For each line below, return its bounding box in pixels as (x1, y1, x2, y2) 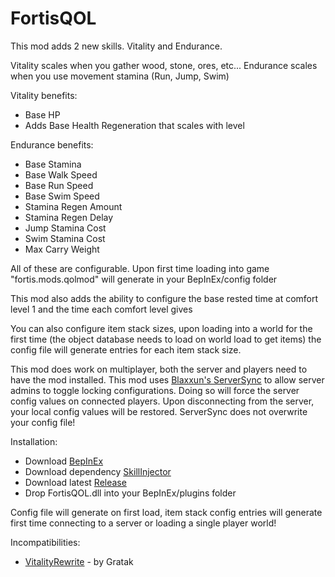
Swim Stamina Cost (24, 232, 106, 244)
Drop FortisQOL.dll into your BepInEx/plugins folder (24, 487, 237, 499)
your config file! (10, 416, 76, 428)
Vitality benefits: (10, 89, 78, 101)
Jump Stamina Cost (24, 222, 107, 234)
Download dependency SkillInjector (24, 465, 172, 477)
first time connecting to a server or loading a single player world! (10, 517, 277, 529)
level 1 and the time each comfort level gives (10, 303, 193, 315)
